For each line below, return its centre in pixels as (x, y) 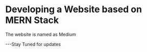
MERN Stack (32, 20)
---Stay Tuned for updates (33, 44)
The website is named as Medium (41, 34)
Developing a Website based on (73, 9)
